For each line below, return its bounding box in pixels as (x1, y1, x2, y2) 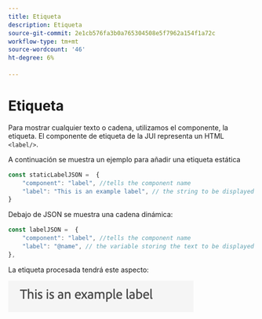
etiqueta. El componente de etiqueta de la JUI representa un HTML (8, 131, 225, 140)
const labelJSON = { (8, 226, 79, 234)
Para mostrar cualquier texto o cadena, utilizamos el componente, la (8, 122, 229, 132)
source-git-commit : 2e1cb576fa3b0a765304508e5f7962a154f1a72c (8, 29, 216, 37)
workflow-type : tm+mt (8, 38, 79, 45)
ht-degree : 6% (8, 54, 55, 62)
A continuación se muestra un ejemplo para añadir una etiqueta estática (8, 154, 241, 164)
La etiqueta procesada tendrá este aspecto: (8, 265, 149, 274)
